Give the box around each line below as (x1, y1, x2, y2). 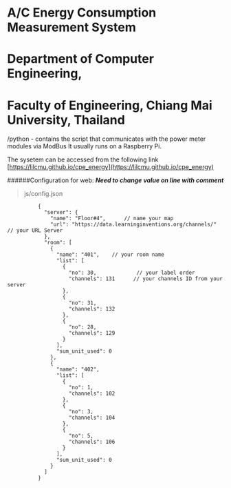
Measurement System (7, 19, 136, 35)
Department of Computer (7, 51, 155, 67)
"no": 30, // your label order (68, 269, 195, 277)
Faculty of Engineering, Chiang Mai (7, 97, 212, 113)
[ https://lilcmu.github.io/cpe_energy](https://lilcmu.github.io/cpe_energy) (7, 163, 214, 171)
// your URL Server (7, 227, 63, 234)
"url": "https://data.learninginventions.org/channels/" (50, 221, 217, 228)
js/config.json (23, 190, 63, 198)
